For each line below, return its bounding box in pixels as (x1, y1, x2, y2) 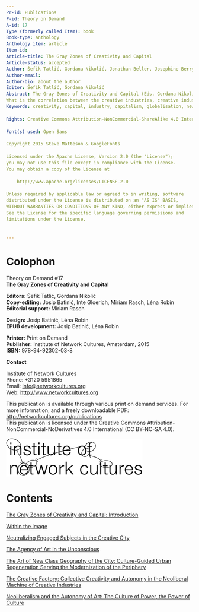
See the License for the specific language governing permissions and (6, 210, 184, 216)
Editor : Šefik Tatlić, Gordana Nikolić (6, 85, 105, 91)
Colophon (6, 255, 56, 268)
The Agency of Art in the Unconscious (6, 546, 99, 553)
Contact (6, 359, 27, 366)
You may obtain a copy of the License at (6, 166, 110, 172)
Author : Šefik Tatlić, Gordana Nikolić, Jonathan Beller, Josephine (6, 66, 179, 72)
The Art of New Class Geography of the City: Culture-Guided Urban (6, 557, 172, 565)
